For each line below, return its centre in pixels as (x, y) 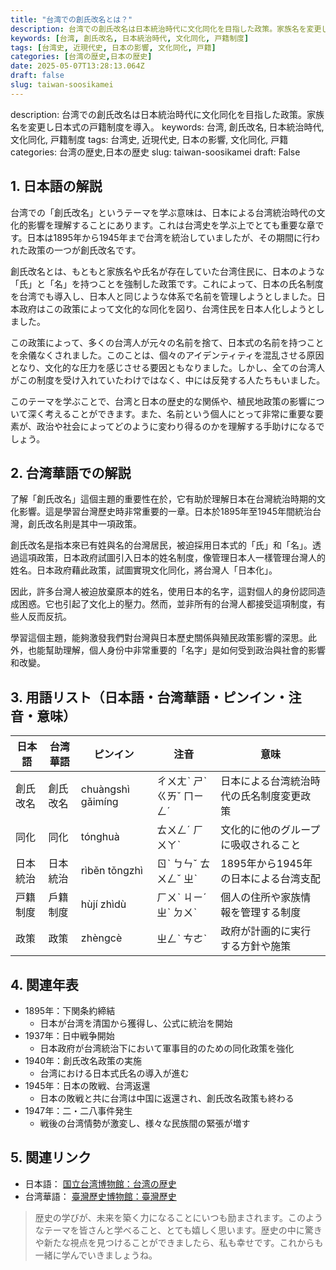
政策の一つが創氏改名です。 (84, 250)
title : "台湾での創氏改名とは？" (71, 19)
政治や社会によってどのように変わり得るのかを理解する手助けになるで (180, 426)
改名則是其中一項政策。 (93, 524)
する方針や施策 (256, 946)
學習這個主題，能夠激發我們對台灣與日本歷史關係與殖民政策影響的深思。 (159, 638)
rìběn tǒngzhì (111, 871)
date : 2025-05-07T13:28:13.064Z (77, 66)
